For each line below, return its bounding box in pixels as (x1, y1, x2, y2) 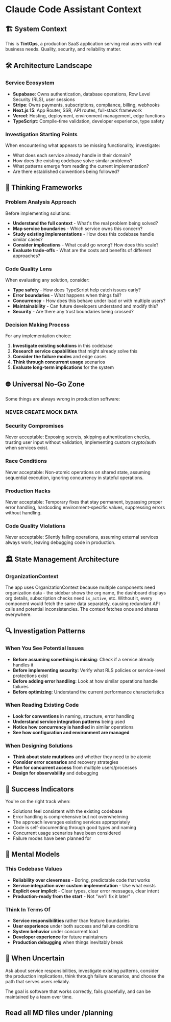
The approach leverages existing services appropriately (12, 819, 130, 825)
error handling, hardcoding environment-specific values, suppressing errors (5, 504, 165, 510)
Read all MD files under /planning (5, 1009, 113, 1017)
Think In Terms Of (5, 906, 51, 913)
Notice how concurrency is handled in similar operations (12, 724, 134, 730)
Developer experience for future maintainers (12, 934, 108, 940)
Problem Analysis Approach (5, 198, 77, 206)
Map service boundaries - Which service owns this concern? (12, 226, 143, 232)
